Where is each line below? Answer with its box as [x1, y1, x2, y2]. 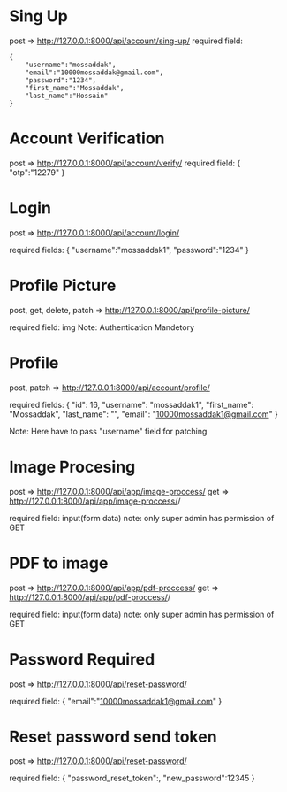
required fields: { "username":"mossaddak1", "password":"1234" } [9, 244, 249, 255]
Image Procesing [9, 457, 136, 477]
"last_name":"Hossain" [25, 91, 109, 100]
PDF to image [9, 553, 109, 573]
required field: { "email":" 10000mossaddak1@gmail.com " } [9, 696, 223, 706]
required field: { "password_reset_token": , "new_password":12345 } [9, 773, 255, 784]
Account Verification [9, 128, 165, 149]
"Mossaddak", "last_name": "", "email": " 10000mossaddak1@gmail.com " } [9, 409, 278, 419]
